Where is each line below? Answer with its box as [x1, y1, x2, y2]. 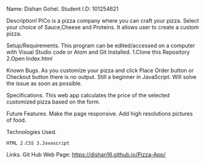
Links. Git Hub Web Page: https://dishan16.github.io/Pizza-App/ [6, 151, 166, 158]
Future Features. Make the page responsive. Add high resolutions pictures [6, 110, 193, 117]
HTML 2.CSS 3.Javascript [6, 140, 70, 146]
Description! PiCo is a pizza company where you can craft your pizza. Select [6, 17, 199, 24]
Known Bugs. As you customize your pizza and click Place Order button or [6, 67, 194, 74]
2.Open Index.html [6, 55, 53, 62]
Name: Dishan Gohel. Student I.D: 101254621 [6, 6, 119, 12]
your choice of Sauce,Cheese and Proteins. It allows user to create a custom [6, 24, 199, 31]
